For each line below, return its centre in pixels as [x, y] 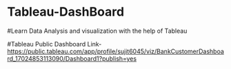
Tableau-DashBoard [66, 12]
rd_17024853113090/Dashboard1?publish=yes [72, 58]
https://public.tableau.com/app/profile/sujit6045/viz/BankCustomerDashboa [115, 51]
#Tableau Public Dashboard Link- [54, 44]
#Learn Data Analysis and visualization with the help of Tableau [97, 31]
